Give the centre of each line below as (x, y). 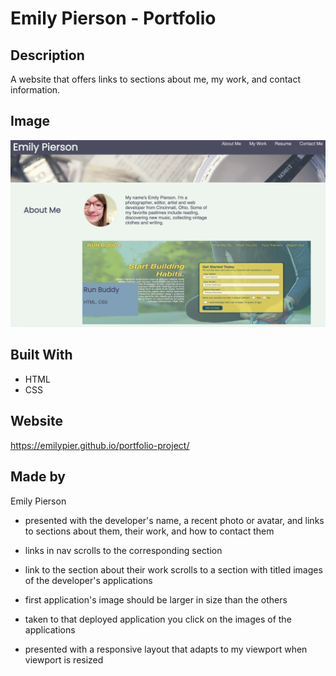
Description (47, 55)
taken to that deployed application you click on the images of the (158, 619)
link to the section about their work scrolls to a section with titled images (173, 569)
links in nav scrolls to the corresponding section (123, 550)
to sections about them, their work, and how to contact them (149, 531)
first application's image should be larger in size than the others (156, 599)
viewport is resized (64, 659)
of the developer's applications (88, 580)
